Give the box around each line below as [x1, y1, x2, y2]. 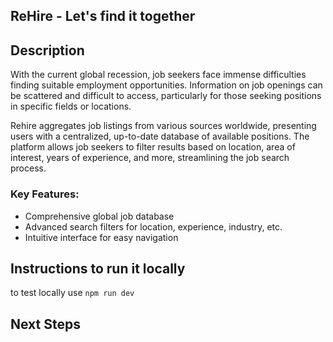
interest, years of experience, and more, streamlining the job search [10, 152, 290, 164]
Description [10, 42, 85, 59]
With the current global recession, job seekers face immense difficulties [10, 69, 307, 81]
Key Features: [10, 187, 80, 201]
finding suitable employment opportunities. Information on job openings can [10, 79, 323, 91]
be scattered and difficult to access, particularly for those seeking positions [10, 90, 322, 102]
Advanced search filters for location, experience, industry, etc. [24, 220, 283, 233]
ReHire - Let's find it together [10, 8, 196, 25]
